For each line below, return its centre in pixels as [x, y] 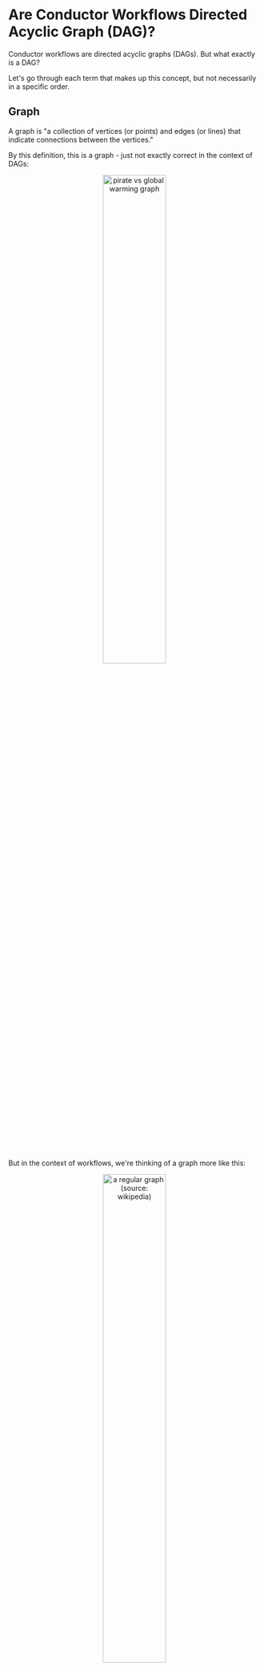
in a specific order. [39, 87]
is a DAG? [24, 63]
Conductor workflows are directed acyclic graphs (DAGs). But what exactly [132, 54]
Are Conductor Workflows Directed [128, 15]
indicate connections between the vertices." [81, 139]
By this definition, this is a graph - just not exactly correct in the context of [131, 155]
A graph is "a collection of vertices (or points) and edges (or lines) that [125, 131]
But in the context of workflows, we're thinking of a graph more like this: [127, 1163]
